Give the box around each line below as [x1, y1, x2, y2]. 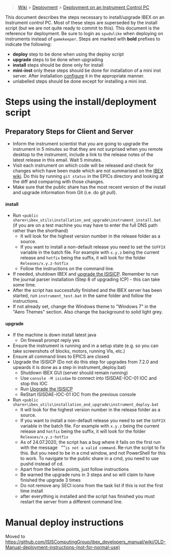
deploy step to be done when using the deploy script [12, 51, 124, 57]
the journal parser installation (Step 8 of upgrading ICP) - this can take [12, 276, 160, 282]
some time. [12, 282, 37, 288]
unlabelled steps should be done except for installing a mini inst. [12, 78, 148, 84]
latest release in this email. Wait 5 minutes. [12, 157, 102, 163]
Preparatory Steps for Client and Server [5, 127, 134, 136]
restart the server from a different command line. [20, 499, 123, 505]
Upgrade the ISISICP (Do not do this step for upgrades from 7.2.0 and [12, 359, 158, 365]
